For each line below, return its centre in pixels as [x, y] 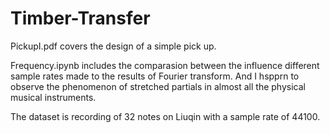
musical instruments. [53, 97]
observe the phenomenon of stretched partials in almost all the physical [158, 86]
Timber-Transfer [80, 18]
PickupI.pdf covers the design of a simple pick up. [113, 46]
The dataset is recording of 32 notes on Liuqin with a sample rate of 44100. [165, 116]
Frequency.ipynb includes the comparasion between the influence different [165, 65]
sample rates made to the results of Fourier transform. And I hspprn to [155, 76]
